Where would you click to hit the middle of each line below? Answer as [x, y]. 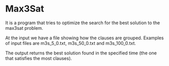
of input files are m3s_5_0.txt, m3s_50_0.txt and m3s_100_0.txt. [71, 43]
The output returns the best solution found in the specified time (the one [81, 53]
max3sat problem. [24, 28]
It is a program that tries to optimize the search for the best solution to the [83, 23]
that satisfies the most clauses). [39, 58]
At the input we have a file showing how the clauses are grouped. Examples [84, 38]
